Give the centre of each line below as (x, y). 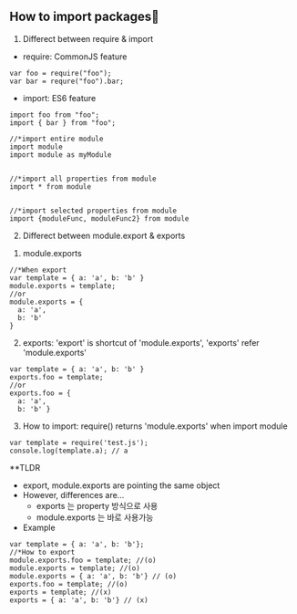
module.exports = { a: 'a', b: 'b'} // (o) (93, 576)
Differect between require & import (88, 38)
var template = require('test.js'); (79, 442)
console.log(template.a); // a (69, 451)
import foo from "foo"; (55, 115)
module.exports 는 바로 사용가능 (95, 517)
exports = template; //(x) (61, 592)
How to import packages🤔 (84, 17)
